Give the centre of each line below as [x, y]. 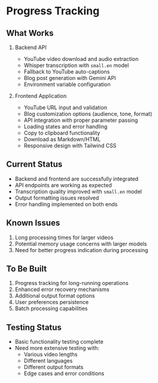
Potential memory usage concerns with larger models [81, 244]
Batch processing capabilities [51, 308]
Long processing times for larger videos [64, 237]
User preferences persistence [51, 302]
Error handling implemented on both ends [66, 204]
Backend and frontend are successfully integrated [77, 179]
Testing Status [34, 327]
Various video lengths [51, 354]
